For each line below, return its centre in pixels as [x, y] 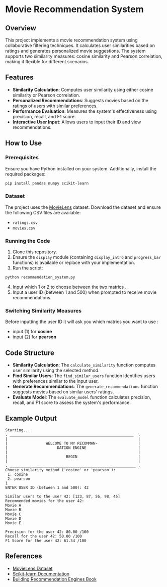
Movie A [13, 505]
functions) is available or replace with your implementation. [74, 262]
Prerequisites [22, 158]
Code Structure [30, 353]
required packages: [25, 174]
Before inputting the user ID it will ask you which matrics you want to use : [82, 322]
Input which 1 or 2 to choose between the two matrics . [69, 287]
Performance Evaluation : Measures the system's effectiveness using [85, 111]
